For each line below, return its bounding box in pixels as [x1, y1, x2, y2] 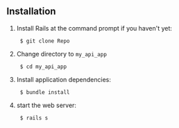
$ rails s [19, 114, 49, 121]
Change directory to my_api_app [16, 49, 107, 58]
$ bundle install [19, 88, 70, 96]
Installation [6, 6, 56, 17]
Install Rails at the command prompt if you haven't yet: [16, 24, 173, 32]
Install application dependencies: [16, 75, 112, 83]
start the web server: [16, 101, 77, 109]
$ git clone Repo [19, 38, 70, 45]
